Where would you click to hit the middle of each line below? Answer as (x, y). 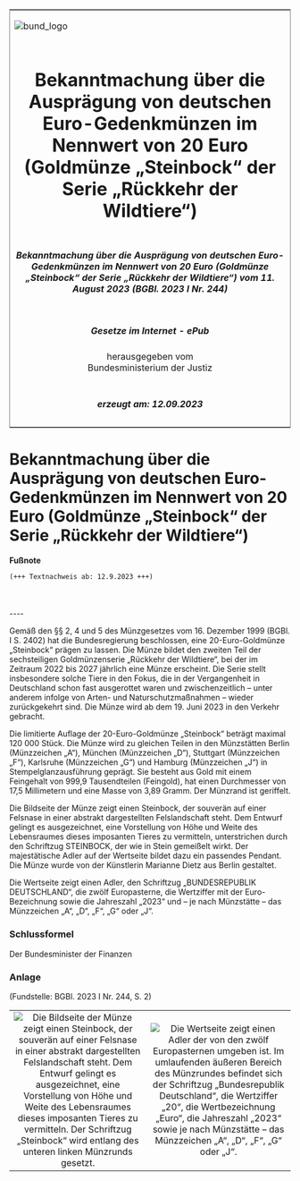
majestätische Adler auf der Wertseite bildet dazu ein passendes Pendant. (146, 856)
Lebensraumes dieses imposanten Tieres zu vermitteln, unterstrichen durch (149, 837)
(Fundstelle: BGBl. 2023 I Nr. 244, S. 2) (80, 997)
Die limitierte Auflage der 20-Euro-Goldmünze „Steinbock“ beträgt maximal (147, 734)
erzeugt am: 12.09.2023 (150, 404)
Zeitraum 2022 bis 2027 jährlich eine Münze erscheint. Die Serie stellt (137, 669)
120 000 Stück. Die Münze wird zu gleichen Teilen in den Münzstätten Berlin (150, 743)
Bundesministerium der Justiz (150, 368)
